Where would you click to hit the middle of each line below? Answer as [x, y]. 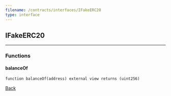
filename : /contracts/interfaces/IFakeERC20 [53, 10]
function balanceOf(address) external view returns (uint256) [73, 79]
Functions [18, 56]
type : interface [22, 15]
